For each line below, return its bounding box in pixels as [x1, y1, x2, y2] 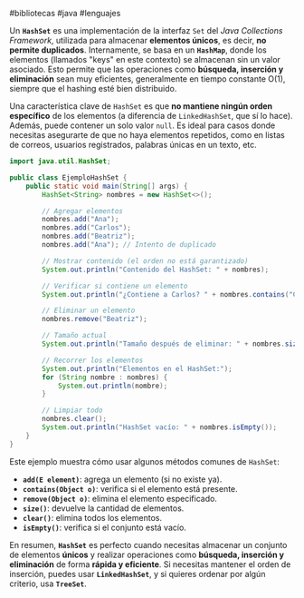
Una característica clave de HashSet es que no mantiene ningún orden [9, 101, 273, 112]
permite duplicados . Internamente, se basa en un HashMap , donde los [9, 44, 267, 55]
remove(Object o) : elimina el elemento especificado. [22, 493, 217, 504]
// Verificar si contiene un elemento [42, 281, 188, 290]
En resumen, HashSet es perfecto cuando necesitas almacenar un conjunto [9, 539, 288, 550]
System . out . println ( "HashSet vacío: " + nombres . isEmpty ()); [42, 423, 278, 432]
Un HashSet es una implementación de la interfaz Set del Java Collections [9, 25, 283, 35]
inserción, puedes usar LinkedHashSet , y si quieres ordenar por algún [9, 568, 266, 579]
